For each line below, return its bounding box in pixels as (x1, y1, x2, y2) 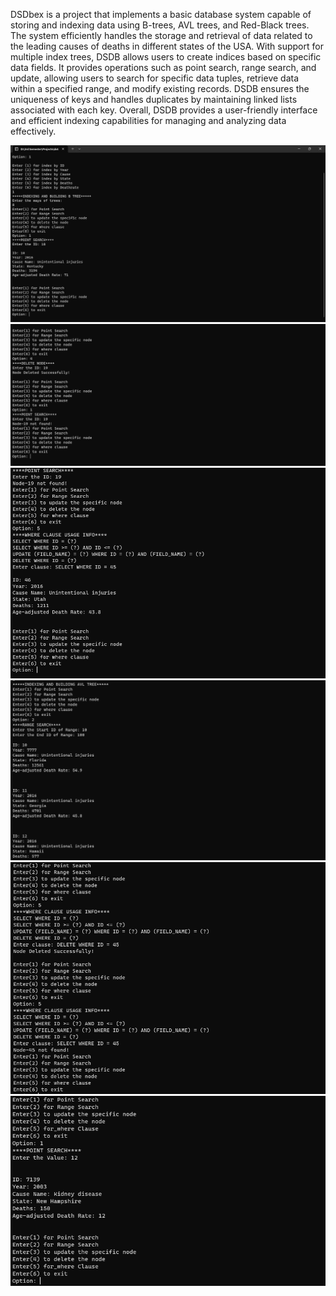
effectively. (10, 125, 57, 137)
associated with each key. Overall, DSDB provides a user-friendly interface (10, 104, 318, 116)
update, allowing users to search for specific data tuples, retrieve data (10, 72, 300, 84)
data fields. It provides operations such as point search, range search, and (10, 62, 317, 73)
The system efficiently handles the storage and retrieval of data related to (10, 30, 313, 41)
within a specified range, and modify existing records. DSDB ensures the (10, 83, 310, 94)
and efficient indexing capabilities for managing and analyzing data (10, 115, 287, 126)
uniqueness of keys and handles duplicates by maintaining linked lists (10, 94, 298, 105)
